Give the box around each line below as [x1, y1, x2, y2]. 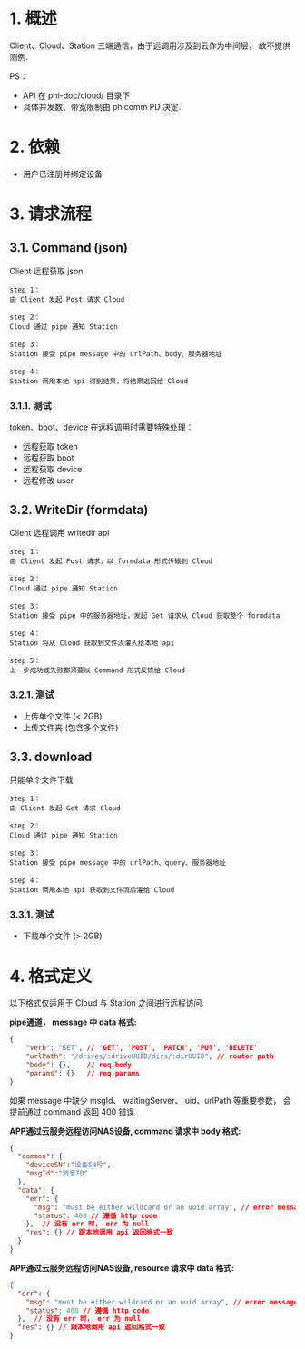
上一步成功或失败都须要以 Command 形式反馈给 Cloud [9, 665, 186, 675]
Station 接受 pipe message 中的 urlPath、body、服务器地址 [9, 349, 222, 359]
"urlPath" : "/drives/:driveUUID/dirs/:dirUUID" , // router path [25, 1052, 274, 1061]
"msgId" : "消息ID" [25, 1169, 89, 1178]
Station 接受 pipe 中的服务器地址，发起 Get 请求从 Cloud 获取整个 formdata [9, 610, 280, 620]
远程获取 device [22, 464, 83, 475]
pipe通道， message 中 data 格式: [9, 1017, 138, 1027]
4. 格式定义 [9, 966, 93, 987]
